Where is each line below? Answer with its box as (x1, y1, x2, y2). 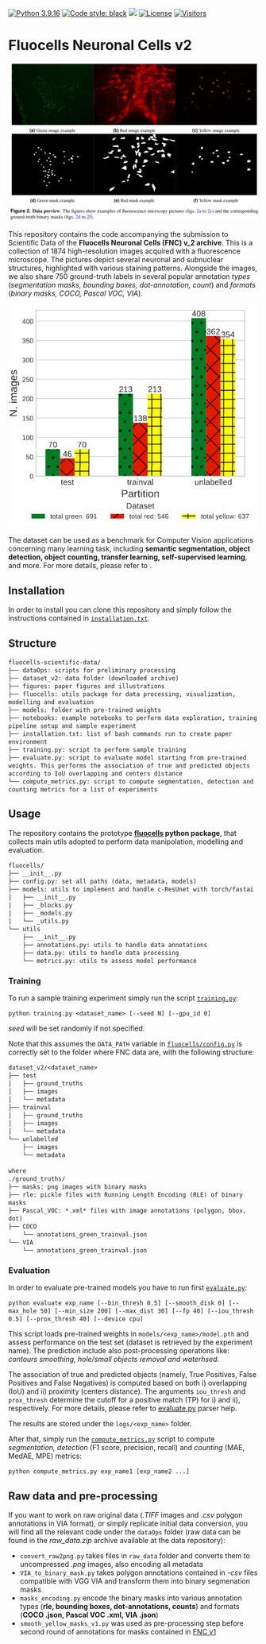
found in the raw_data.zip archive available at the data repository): (8, 1536, 226, 1545)
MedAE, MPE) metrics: (8, 1451, 82, 1461)
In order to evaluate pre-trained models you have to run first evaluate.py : (8, 1283, 248, 1293)
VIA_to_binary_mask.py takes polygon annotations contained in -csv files (19, 1568, 258, 1577)
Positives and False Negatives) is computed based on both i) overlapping (8, 1379, 248, 1388)
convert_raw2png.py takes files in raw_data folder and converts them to (19, 1551, 250, 1561)
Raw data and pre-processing (8, 1489, 158, 1503)
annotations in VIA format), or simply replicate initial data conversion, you (8, 1518, 249, 1529)
